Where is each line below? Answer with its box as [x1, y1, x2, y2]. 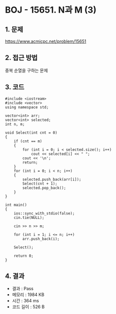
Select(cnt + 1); [22, 181, 57, 186]
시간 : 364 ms [12, 298, 39, 304]
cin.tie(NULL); [14, 215, 45, 220]
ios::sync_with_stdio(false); [14, 211, 75, 216]
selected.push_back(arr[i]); [22, 177, 82, 182]
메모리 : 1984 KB [12, 292, 45, 297]
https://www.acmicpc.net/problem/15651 [5, 38, 86, 44]
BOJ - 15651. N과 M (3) [5, 4, 97, 16]
